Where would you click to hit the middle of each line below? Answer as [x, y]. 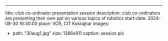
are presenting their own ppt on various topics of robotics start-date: [76, 18]
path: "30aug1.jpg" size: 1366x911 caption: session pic [68, 33]
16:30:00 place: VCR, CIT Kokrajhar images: [64, 23]
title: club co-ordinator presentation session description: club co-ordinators [83, 13]
